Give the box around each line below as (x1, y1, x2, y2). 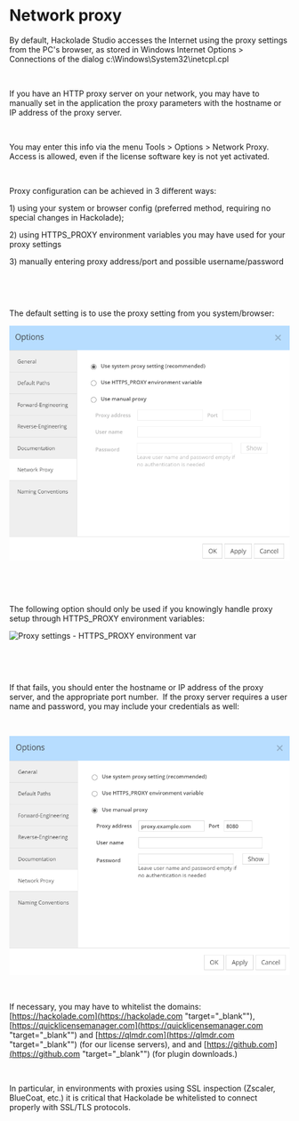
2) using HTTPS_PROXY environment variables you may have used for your (9, 229, 286, 240)
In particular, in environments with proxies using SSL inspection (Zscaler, (9, 1083, 276, 1094)
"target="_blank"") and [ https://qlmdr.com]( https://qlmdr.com (9, 1029, 235, 1041)
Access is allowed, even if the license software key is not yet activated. (9, 150, 270, 161)
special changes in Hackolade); (9, 212, 125, 222)
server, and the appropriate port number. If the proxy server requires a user (9, 691, 287, 703)
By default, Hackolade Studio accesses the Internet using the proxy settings (9, 35, 287, 45)
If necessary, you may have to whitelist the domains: (9, 1002, 202, 1012)
